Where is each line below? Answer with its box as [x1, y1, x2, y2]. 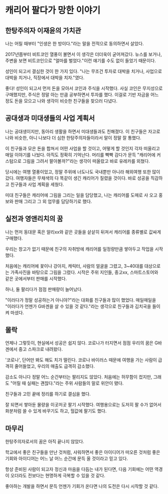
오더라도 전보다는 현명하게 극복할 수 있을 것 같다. [10, 472, 105, 479]
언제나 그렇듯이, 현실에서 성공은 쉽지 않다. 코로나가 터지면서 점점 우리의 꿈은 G [5, 340, 158, 346]
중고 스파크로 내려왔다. [18, 346, 63, 352]
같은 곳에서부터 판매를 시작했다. [5, 275, 67, 281]
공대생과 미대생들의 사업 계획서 [5, 114, 95, 122]
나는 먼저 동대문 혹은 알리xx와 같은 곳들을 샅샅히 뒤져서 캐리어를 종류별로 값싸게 [5, 229, 161, 235]
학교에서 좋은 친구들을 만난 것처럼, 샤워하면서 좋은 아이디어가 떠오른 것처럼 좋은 [5, 449, 160, 455]
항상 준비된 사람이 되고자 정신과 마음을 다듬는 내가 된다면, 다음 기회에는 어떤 [5, 466, 154, 472]
